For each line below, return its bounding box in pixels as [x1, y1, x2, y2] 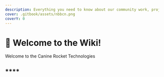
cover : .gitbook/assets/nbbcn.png [5, 12, 76, 17]
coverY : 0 [5, 16, 25, 21]
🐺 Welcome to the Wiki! [5, 37, 102, 48]
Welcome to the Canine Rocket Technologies [5, 53, 95, 59]
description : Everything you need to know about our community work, [5, 7, 150, 12]
